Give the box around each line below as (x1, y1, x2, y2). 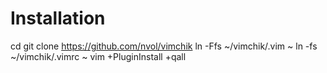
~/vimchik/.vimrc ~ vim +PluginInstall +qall (10, 50, 187, 62)
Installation (10, 7, 106, 30)
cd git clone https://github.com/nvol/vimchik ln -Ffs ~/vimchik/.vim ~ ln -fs (10, 40, 318, 52)
